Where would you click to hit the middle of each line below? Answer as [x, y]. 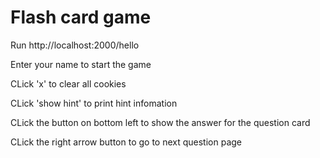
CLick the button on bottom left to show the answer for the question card [160, 122]
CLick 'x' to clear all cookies [68, 83]
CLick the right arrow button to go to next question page [126, 142]
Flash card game [81, 17]
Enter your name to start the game [81, 64]
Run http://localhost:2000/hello [75, 45]
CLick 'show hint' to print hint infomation [94, 103]
